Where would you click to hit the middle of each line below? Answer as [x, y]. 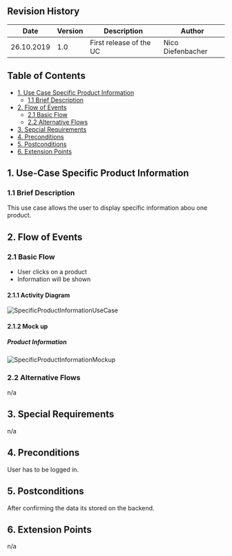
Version [70, 30]
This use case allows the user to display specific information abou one [107, 208]
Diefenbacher [186, 51]
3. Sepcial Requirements [52, 129]
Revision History [43, 11]
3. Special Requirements [61, 414]
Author [193, 30]
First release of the [120, 42]
